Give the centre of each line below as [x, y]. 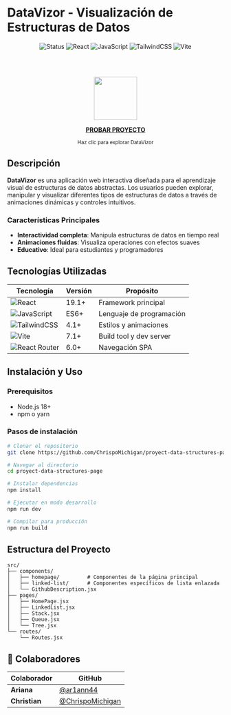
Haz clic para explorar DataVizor [115, 142]
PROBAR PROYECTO [115, 130]
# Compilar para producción [47, 521]
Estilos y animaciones [133, 324]
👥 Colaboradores [44, 659]
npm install [24, 490]
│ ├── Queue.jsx [33, 620]
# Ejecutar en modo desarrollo [52, 503]
